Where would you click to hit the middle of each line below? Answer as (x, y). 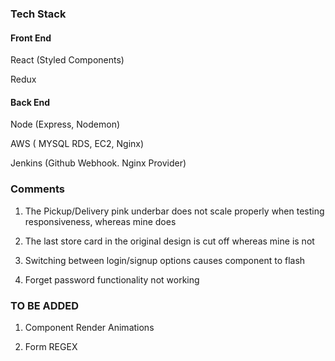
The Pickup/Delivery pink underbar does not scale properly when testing (174, 211)
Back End (30, 102)
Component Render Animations (89, 327)
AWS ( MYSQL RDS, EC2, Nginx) (77, 144)
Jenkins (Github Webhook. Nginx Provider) (98, 163)
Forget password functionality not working (112, 279)
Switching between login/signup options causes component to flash (165, 260)
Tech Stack (38, 14)
